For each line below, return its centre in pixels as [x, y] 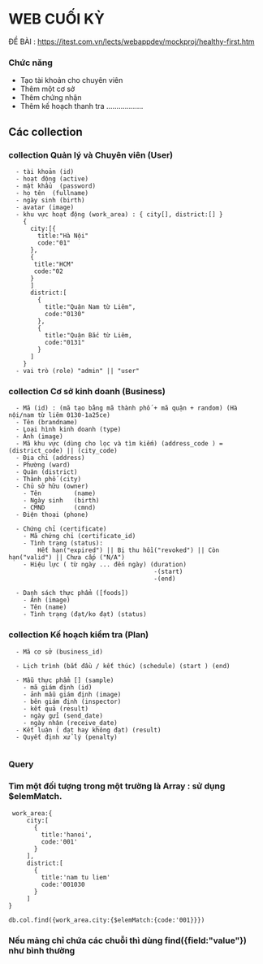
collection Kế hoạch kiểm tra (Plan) [79, 635]
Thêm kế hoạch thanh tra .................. [82, 106]
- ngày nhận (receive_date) [70, 723]
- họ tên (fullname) [52, 193]
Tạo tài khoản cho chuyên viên [71, 80]
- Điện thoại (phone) [52, 515]
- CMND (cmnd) [59, 508]
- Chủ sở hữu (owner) [52, 486]
